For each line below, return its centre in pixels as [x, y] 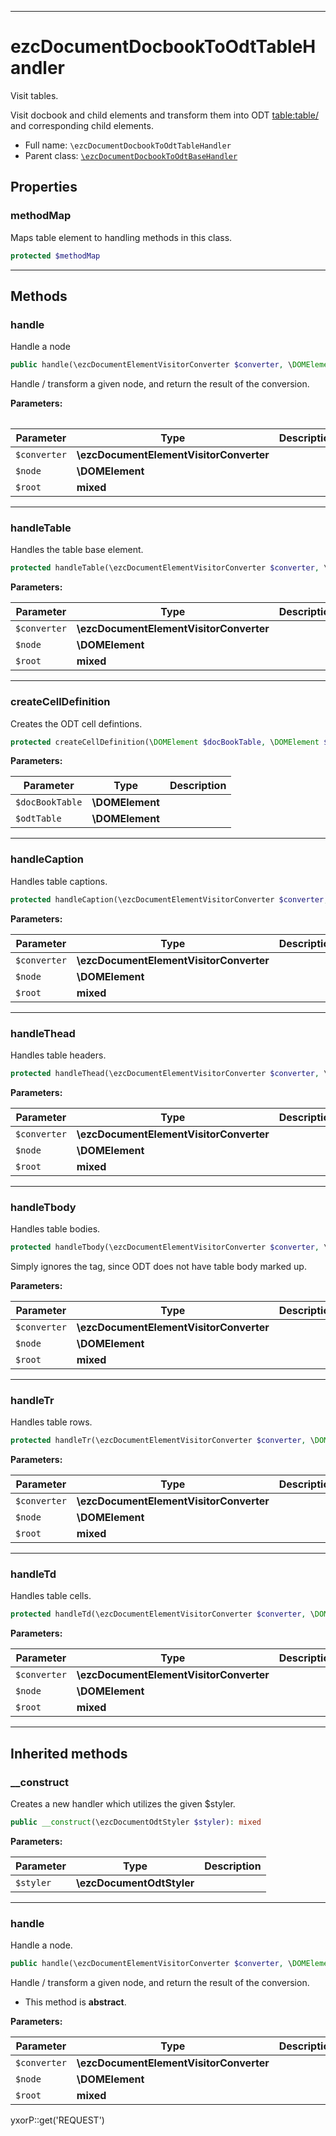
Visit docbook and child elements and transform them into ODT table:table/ [164, 115]
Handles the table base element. [77, 550]
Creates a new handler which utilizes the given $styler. [123, 1803]
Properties [44, 187]
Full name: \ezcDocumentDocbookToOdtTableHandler [128, 145]
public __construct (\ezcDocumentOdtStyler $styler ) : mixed [136, 1822]
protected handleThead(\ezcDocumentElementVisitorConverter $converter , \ [169, 1073]
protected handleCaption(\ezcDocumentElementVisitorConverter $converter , [169, 899]
